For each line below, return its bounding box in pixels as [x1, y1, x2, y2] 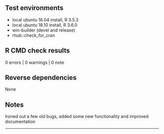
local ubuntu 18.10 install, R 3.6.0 [12, 22, 78, 28]
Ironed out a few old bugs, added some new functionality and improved [5, 114, 149, 119]
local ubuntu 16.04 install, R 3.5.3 [12, 17, 79, 22]
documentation [5, 119, 36, 125]
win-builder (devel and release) [12, 27, 76, 33]
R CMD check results [5, 46, 70, 55]
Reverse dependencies [5, 74, 77, 82]
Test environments [5, 4, 63, 12]
